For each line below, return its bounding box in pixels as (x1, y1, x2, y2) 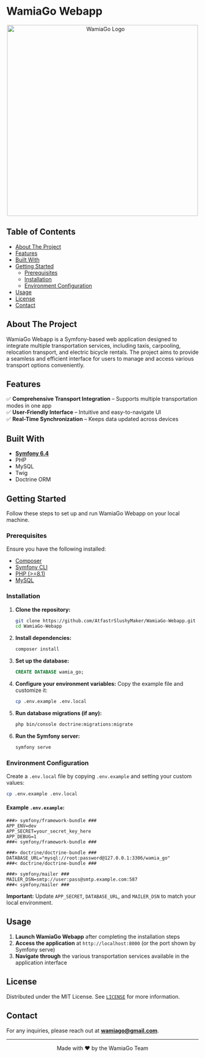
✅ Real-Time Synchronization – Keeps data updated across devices (6, 416, 179, 423)
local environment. (6, 899, 53, 906)
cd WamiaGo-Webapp (15, 623, 62, 630)
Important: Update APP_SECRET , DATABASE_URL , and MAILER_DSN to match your (6, 892, 196, 900)
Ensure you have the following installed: (6, 545, 107, 553)
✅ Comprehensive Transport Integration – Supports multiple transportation (6, 395, 198, 403)
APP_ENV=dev (6, 823, 37, 829)
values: (6, 779, 24, 787)
